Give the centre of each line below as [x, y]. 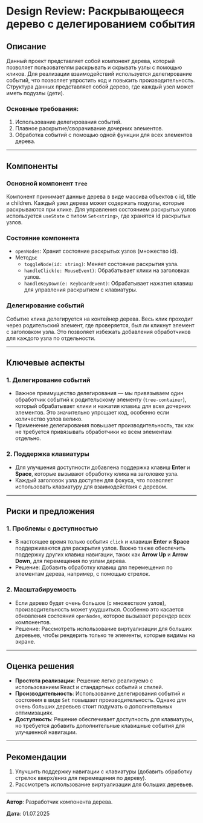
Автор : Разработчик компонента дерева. [60, 802]
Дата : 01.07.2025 [28, 814]
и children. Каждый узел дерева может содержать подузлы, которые [95, 203]
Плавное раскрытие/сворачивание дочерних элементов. [89, 128]
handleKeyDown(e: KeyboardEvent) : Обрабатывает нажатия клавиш [108, 284]
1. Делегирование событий [48, 380]
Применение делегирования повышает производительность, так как [105, 425]
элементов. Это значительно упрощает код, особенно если [92, 413]
